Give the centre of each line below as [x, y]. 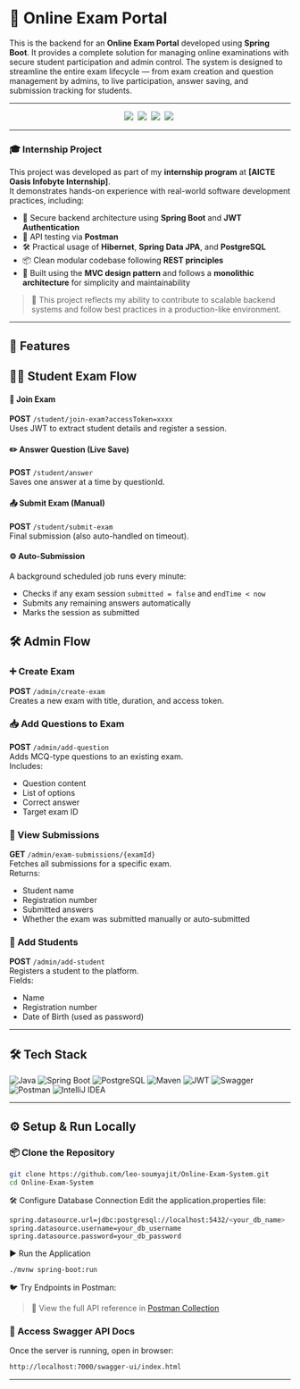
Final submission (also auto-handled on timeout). [99, 536]
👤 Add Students [44, 942]
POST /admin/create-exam [57, 690]
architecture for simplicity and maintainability [106, 283]
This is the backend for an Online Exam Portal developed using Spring [140, 43]
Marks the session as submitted [81, 612]
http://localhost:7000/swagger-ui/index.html [95, 1367]
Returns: [25, 874]
